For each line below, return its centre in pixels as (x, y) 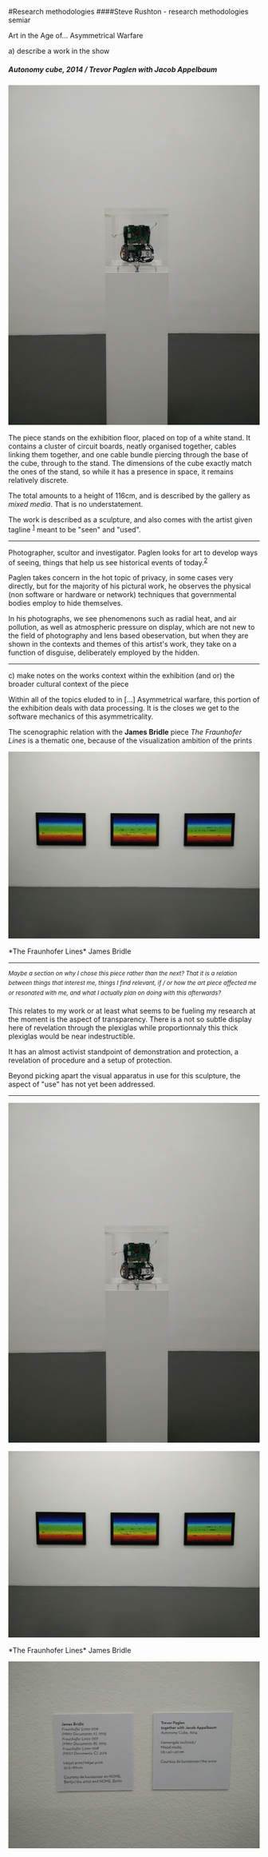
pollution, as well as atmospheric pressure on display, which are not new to (132, 628)
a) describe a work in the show (59, 51)
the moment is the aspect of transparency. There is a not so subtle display (130, 1019)
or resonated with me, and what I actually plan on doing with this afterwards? (115, 993)
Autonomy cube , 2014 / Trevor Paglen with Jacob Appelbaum (113, 69)
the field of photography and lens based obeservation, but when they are (128, 636)
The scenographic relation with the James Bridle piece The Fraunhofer (125, 732)
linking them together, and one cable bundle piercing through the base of (128, 454)
